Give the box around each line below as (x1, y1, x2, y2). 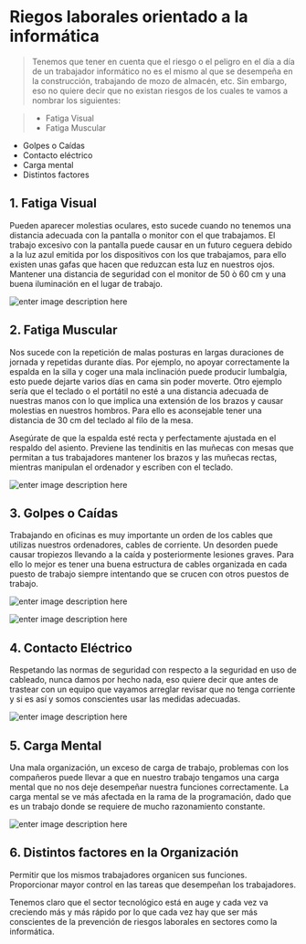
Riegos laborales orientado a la (9, 6, 248, 27)
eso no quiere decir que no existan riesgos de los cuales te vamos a (31, 85, 289, 96)
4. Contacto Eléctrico (9, 640, 132, 655)
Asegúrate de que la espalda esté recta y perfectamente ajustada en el (9, 432, 277, 443)
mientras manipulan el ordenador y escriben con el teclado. (9, 461, 234, 472)
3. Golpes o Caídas (9, 505, 119, 521)
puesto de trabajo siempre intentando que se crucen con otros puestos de (9, 568, 290, 579)
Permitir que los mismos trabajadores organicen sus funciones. (9, 869, 248, 880)
